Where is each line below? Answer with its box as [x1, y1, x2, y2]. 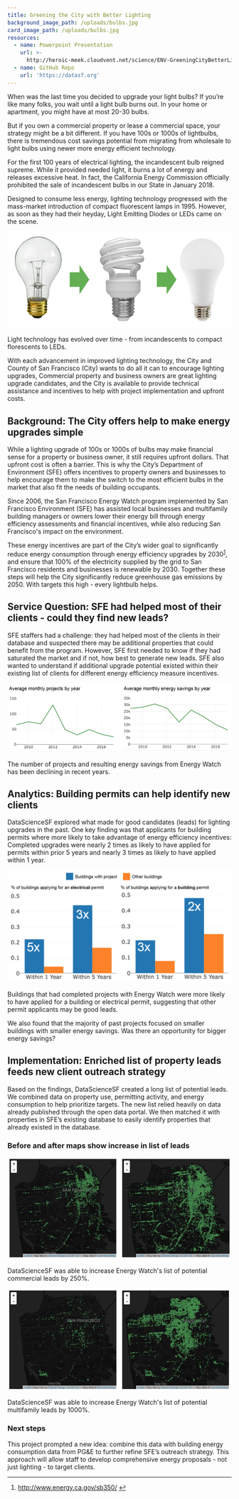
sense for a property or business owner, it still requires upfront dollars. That [7, 453, 229, 462]
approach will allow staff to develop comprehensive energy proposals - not [7, 1455, 228, 1463]
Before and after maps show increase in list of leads [7, 1140, 190, 1150]
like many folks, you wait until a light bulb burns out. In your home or [7, 100, 208, 108]
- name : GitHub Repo [14, 64, 75, 71]
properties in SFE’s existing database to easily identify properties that [7, 1115, 211, 1124]
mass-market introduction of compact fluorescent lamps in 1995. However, [7, 202, 226, 210]
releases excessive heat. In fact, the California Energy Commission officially [7, 173, 230, 181]
